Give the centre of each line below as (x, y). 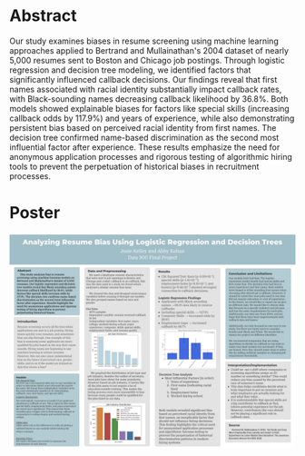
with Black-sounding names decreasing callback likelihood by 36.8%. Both (149, 99)
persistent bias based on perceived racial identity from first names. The (143, 127)
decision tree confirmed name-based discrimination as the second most (144, 137)
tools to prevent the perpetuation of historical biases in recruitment (134, 166)
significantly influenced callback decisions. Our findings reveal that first (143, 79)
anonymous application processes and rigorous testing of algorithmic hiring (151, 156)
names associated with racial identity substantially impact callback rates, (146, 89)
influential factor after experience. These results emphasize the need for (145, 147)
